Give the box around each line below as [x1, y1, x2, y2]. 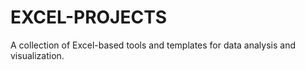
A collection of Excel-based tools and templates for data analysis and [10, 39, 296, 51]
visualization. [10, 49, 65, 61]
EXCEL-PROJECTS [10, 6, 168, 29]
